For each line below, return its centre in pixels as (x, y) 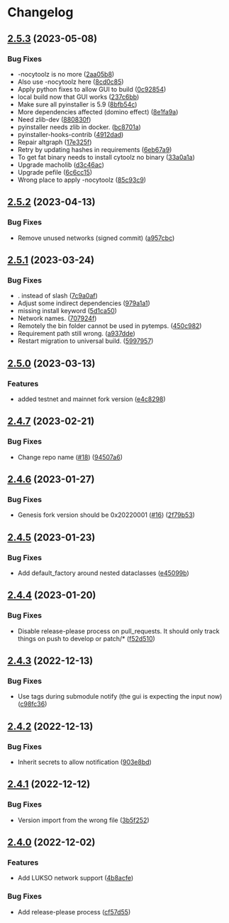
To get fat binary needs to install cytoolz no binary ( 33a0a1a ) (106, 157)
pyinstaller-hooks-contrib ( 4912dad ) (71, 134)
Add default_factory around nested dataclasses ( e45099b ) (103, 573)
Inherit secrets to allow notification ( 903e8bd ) (85, 762)
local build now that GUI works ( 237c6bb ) (78, 97)
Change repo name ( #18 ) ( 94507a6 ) (70, 457)
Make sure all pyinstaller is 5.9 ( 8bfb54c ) (77, 104)
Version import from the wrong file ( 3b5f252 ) (84, 820)
